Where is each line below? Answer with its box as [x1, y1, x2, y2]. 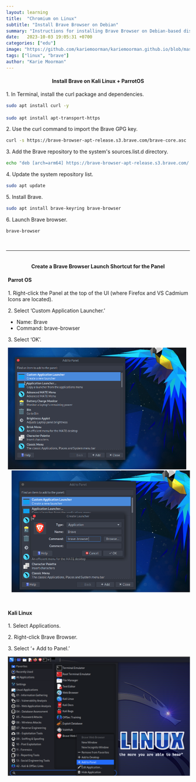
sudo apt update [6, 183, 45, 189]
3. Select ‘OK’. [8, 336, 42, 343]
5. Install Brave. [6, 194, 43, 201]
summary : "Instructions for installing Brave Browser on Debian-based [6, 28, 181, 34]
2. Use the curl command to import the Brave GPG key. [6, 126, 138, 133]
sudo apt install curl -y [6, 102, 69, 108]
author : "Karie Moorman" [6, 58, 66, 64]
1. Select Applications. [8, 622, 61, 629]
